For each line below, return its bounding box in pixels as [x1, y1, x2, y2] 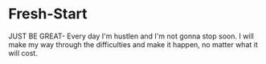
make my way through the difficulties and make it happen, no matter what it [8, 39, 259, 49]
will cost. [8, 48, 38, 58]
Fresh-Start [8, 5, 88, 23]
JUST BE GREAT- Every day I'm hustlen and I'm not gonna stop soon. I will [8, 31, 255, 41]
